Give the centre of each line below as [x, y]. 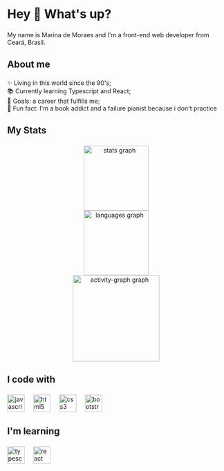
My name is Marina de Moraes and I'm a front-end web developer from [108, 35]
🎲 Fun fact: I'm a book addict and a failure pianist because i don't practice [112, 108]
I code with [31, 379]
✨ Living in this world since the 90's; [59, 83]
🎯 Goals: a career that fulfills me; [54, 101]
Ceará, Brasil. [26, 42]
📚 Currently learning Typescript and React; [69, 91]
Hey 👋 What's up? [59, 14]
